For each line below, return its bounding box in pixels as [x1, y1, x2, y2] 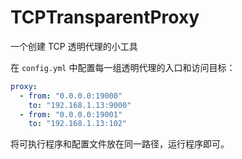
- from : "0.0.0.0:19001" [19, 109, 123, 120]
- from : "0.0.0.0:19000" [19, 91, 123, 101]
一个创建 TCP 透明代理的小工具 [10, 40, 138, 52]
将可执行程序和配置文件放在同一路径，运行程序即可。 [10, 138, 230, 150]
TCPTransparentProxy [10, 6, 200, 29]
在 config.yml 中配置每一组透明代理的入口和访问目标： [10, 61, 236, 73]
